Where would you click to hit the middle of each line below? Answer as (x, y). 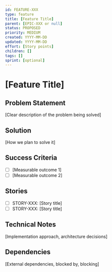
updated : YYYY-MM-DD (26, 42)
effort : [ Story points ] (29, 46)
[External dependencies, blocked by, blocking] (52, 264)
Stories (16, 191)
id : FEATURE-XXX (22, 10)
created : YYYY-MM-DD (26, 38)
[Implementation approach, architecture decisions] (56, 236)
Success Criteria (31, 158)
